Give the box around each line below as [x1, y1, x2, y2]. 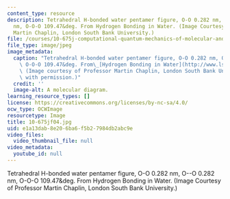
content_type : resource [7, 10, 75, 17]
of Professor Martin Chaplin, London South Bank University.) [7, 183, 178, 192]
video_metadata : [7, 144, 53, 151]
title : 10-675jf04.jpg [7, 118, 72, 126]
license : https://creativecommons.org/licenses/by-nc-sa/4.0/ [7, 99, 188, 106]
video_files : [7, 131, 44, 138]
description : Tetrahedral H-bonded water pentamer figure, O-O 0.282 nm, [7, 16, 222, 23]
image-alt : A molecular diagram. [13, 86, 109, 93]
